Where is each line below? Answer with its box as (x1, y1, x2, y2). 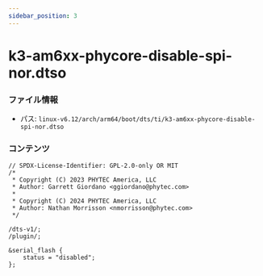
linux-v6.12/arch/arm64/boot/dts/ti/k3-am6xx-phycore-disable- (38, 115, 256, 123)
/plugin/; (8, 232, 42, 240)
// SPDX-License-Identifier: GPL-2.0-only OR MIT (8, 162, 179, 170)
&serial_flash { (8, 247, 63, 255)
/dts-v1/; (8, 225, 42, 234)
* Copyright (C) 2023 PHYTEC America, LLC (11, 176, 157, 184)
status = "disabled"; (23, 253, 95, 262)
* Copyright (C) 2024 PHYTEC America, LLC (11, 197, 157, 206)
